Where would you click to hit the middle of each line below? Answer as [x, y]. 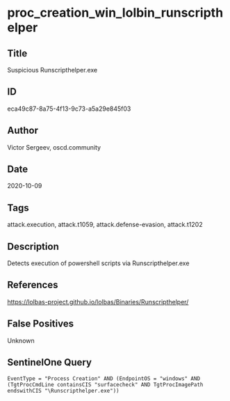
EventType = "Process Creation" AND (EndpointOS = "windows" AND [104, 378]
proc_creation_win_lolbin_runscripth [115, 13]
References [33, 285]
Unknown [21, 340]
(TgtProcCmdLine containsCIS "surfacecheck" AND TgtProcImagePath [105, 384]
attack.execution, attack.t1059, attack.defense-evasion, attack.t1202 [105, 225]
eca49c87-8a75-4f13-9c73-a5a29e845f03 [69, 109]
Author [23, 131]
